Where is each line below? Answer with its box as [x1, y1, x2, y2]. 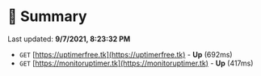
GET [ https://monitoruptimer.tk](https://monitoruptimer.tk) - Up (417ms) [19, 58, 254, 68]
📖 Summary [7, 7, 87, 26]
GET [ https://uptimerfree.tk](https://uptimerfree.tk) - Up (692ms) [19, 49, 233, 59]
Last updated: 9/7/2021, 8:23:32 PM [7, 34, 131, 44]
